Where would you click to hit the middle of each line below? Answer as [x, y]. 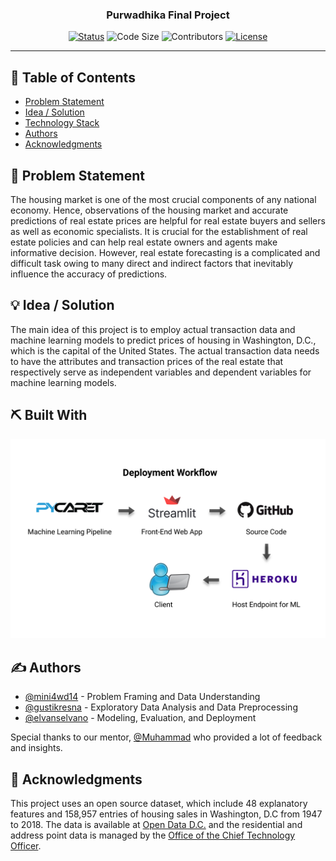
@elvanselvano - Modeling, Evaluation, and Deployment [140, 718]
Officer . [26, 846]
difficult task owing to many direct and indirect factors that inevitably [152, 263]
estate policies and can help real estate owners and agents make [144, 242]
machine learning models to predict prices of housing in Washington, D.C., [163, 340]
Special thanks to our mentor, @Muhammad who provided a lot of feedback [166, 737]
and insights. [36, 748]
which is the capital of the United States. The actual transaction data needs [165, 350]
